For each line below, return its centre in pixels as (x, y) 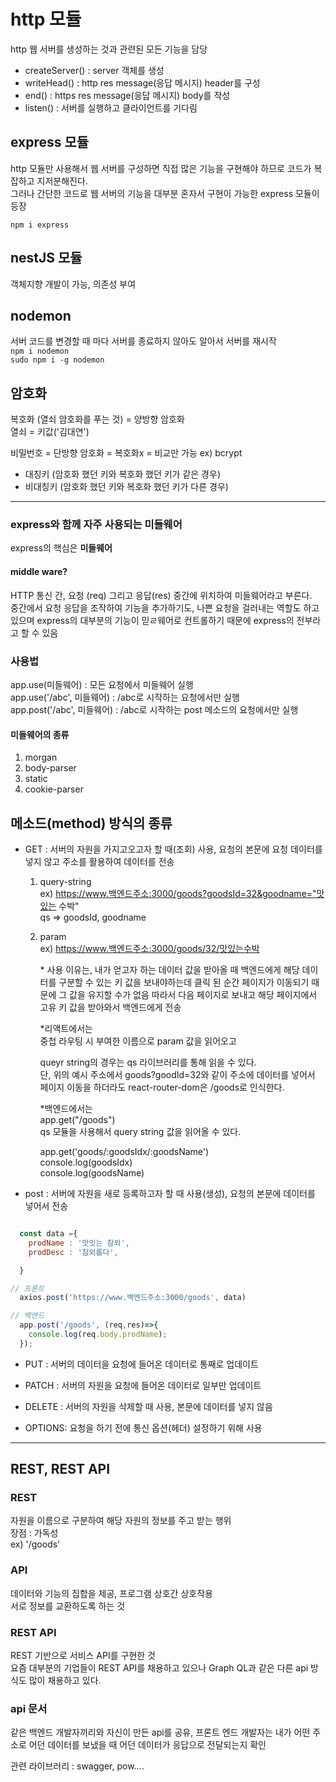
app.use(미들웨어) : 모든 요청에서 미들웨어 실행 (102, 684)
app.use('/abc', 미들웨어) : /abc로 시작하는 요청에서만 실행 (125, 697)
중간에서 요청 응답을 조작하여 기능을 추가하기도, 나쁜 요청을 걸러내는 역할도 (156, 607)
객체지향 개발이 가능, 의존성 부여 (73, 284)
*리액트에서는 (66, 1028)
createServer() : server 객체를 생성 (94, 70)
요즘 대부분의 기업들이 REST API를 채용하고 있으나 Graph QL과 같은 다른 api (159, 1668)
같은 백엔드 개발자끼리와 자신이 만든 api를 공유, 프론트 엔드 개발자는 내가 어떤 (160, 1732)
